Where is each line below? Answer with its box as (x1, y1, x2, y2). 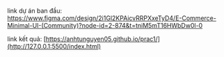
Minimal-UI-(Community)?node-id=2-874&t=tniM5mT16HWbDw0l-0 (7, 22, 203, 29)
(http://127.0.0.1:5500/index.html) (7, 42, 102, 50)
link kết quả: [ (7, 35, 47, 43)
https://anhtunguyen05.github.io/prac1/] (45, 35, 160, 43)
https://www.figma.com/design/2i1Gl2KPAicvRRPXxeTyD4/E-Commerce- (7, 14, 217, 22)
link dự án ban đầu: (7, 7, 63, 15)
